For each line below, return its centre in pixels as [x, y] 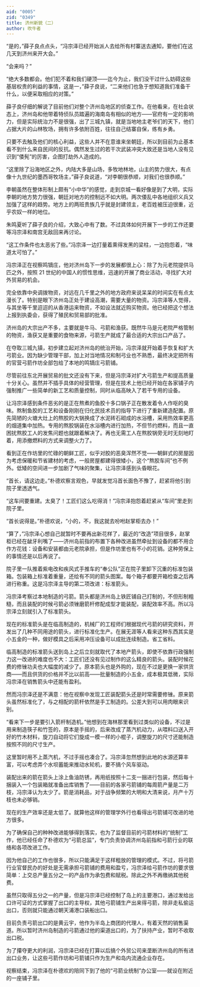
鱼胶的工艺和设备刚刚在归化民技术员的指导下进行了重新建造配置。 [107, 410]
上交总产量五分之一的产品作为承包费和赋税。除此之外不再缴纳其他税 [105, 875]
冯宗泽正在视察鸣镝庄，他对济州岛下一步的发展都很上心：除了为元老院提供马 [100, 265]
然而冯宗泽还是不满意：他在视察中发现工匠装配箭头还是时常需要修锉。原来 [97, 694]
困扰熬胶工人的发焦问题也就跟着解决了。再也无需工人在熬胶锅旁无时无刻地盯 [100, 433]
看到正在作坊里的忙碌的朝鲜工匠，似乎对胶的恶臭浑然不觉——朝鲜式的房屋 [97, 453]
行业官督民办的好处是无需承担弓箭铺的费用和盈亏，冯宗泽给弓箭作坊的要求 [97, 868]
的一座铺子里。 [24, 978]
